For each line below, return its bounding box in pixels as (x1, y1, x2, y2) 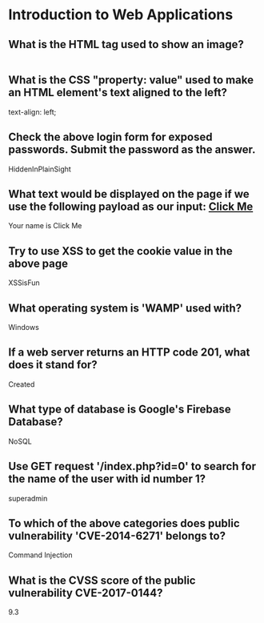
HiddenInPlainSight (8, 164, 72, 174)
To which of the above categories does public (8, 516, 240, 530)
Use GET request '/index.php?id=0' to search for (8, 460, 256, 473)
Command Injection (8, 550, 74, 560)
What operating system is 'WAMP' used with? (8, 301, 242, 315)
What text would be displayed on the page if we (8, 187, 250, 201)
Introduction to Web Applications (8, 6, 234, 24)
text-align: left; (8, 107, 57, 117)
